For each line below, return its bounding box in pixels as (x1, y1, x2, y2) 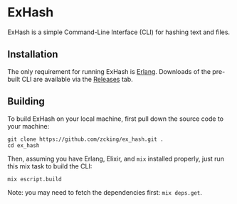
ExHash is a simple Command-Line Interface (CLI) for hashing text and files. (7, 28, 230, 36)
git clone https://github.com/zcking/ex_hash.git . (7, 136, 164, 143)
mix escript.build (7, 176, 62, 183)
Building (7, 95, 45, 107)
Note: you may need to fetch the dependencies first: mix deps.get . (7, 188, 203, 196)
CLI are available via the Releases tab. (21, 75, 133, 83)
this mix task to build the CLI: (7, 161, 93, 171)
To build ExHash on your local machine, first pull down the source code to (7, 114, 224, 123)
